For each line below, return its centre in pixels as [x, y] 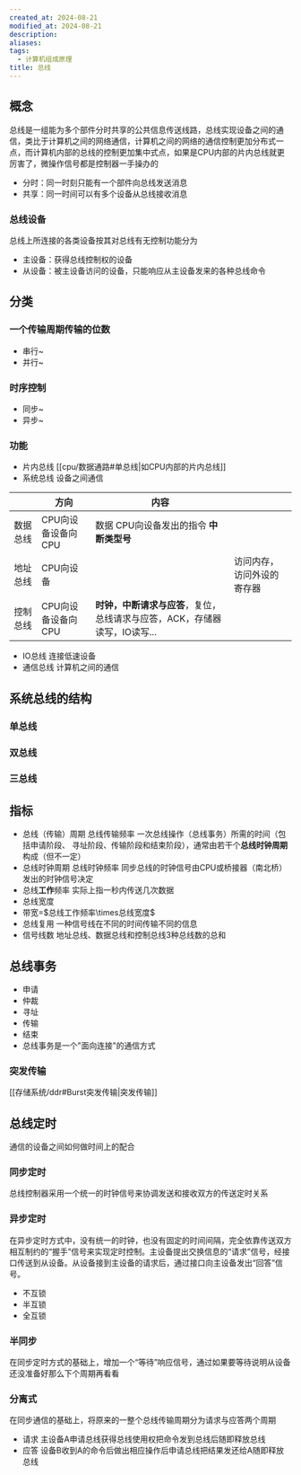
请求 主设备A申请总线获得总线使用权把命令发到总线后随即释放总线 [144, 1439]
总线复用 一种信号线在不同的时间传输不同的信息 [110, 924]
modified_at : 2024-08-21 [56, 26]
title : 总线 [30, 68]
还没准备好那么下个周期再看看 [64, 1373]
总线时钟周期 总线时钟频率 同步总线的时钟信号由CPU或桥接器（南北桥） [155, 868]
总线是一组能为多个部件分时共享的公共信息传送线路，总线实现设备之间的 [142, 129]
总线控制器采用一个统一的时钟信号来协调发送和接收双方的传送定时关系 [139, 1193]
